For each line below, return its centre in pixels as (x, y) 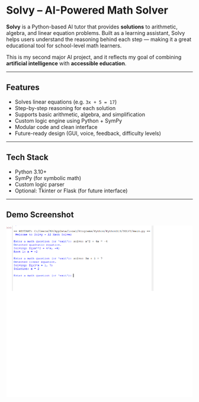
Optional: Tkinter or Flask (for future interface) (71, 191)
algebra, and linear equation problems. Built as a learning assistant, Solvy (96, 33)
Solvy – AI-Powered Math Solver (87, 10)
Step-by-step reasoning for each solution (65, 108)
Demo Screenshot (40, 215)
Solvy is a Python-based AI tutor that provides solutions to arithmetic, (92, 27)
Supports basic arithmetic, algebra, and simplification (80, 114)
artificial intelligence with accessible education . (66, 63)
